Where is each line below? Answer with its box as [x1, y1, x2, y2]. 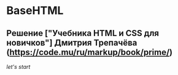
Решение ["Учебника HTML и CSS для [6, 28, 160, 38]
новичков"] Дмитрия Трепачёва [6, 37, 137, 48]
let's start [6, 63, 31, 70]
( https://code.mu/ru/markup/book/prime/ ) [6, 47, 173, 57]
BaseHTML [6, 4, 64, 18]
